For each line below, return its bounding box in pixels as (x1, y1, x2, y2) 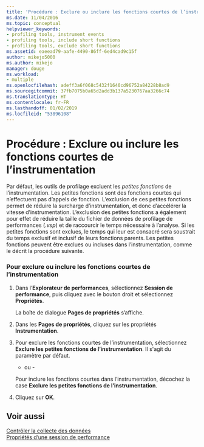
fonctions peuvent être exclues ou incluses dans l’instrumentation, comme (6, 241, 192, 248)
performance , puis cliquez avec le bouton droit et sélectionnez (15, 290, 174, 298)
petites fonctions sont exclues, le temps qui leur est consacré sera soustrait (6, 228, 195, 235)
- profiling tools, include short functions (6, 37, 121, 43)
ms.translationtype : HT (6, 94, 67, 100)
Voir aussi (6, 411, 45, 421)
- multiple (6, 77, 34, 83)
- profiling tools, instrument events (6, 32, 104, 38)
